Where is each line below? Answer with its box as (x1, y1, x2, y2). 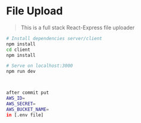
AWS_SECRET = (6, 100, 36, 107)
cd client (6, 47, 31, 53)
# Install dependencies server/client (6, 35, 102, 41)
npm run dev (6, 69, 36, 75)
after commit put (6, 90, 49, 96)
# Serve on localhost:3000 (6, 63, 73, 69)
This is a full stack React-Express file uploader (20, 24, 135, 31)
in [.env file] (6, 112, 44, 118)
